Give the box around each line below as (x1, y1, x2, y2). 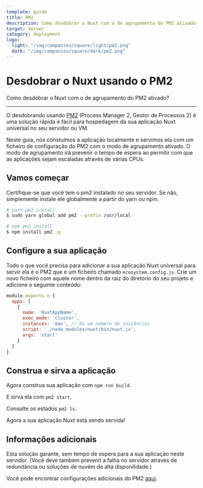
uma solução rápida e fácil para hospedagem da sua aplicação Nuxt (6, 118, 176, 125)
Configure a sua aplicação (6, 246, 107, 256)
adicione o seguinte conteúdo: (6, 281, 82, 288)
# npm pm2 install (6, 223, 53, 230)
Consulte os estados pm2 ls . (6, 405, 77, 413)
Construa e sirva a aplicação (6, 365, 116, 376)
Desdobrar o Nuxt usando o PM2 (6, 74, 173, 88)
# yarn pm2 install (6, 207, 56, 213)
